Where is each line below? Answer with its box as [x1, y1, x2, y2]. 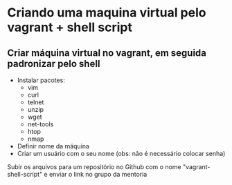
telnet [27, 98, 44, 106]
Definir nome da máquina [17, 142, 90, 150]
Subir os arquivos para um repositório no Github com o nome [7, 163, 181, 171]
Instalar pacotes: [17, 76, 66, 84]
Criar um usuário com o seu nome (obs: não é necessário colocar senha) [17, 150, 226, 157]
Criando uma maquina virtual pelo [7, 5, 206, 21]
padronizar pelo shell [7, 57, 100, 70]
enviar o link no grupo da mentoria [48, 171, 148, 178]
